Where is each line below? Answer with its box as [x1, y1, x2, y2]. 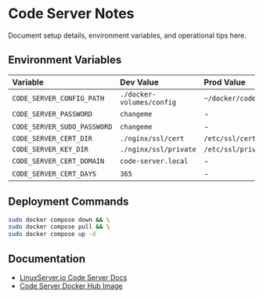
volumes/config [120, 97, 177, 107]
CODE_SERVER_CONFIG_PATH [12, 93, 105, 103]
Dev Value [120, 76, 159, 87]
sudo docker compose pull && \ [8, 223, 110, 231]
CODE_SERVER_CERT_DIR [12, 134, 92, 143]
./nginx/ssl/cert [120, 134, 185, 143]
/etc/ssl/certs [204, 134, 261, 143]
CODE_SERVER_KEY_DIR [12, 144, 88, 154]
